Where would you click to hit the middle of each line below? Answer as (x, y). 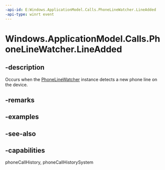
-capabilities (25, 150)
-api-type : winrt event (30, 14)
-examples (22, 117)
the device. (17, 85)
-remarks (20, 100)
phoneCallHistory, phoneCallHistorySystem (49, 162)
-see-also (21, 134)
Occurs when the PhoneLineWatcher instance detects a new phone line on (81, 79)
